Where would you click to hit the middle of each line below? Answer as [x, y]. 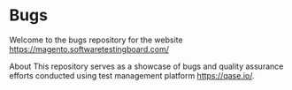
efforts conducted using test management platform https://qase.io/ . [132, 75]
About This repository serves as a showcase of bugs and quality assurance [146, 66]
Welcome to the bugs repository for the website [96, 40]
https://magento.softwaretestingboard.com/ [89, 49]
